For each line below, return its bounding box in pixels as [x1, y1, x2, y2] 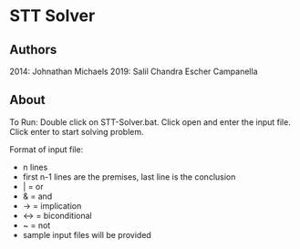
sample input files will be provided [22, 229, 152, 240]
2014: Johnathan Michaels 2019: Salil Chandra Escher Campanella [9, 66, 258, 77]
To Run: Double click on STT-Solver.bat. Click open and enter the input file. [9, 116, 292, 128]
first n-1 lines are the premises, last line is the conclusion [22, 171, 236, 182]
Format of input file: [9, 143, 84, 155]
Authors [9, 42, 57, 57]
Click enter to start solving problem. [9, 126, 144, 137]
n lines [22, 161, 48, 172]
